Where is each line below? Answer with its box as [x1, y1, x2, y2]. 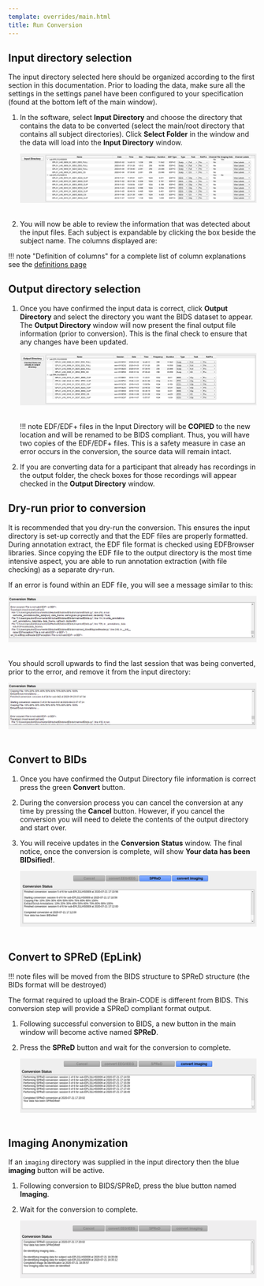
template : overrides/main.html [8, 13, 111, 21]
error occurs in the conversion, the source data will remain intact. [19, 446, 232, 456]
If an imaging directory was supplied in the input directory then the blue [8, 1157, 240, 1167]
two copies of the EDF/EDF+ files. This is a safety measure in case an [19, 438, 246, 448]
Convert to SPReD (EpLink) [8, 950, 143, 964]
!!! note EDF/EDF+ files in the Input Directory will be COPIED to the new [19, 421, 251, 431]
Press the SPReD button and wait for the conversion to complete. [19, 1043, 232, 1052]
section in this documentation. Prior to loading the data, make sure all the [8, 81, 246, 90]
